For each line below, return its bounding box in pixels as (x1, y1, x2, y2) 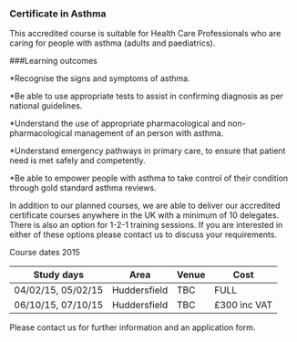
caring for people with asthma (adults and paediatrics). (9, 37, 216, 48)
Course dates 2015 (9, 247, 80, 258)
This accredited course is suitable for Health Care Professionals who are (9, 28, 282, 39)
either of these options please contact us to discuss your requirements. (9, 229, 278, 240)
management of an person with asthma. (74, 128, 224, 139)
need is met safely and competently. (9, 155, 146, 166)
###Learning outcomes (9, 56, 97, 67)
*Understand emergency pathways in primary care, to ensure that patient (9, 145, 286, 157)
